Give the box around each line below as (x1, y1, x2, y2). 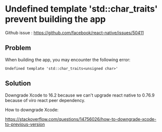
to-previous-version (5, 121, 45, 127)
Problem (5, 44, 32, 52)
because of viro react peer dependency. (5, 97, 86, 103)
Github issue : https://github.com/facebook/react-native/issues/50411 (5, 30, 144, 35)
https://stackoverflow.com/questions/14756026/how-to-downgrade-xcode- (5, 116, 157, 122)
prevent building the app (5, 14, 106, 25)
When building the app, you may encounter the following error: (5, 57, 130, 63)
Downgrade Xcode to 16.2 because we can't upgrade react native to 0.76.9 (5, 92, 155, 98)
